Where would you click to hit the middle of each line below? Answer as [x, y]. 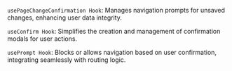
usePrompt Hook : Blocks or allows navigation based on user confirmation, [112, 52]
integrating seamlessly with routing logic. [67, 60]
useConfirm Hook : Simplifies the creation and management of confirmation [114, 31]
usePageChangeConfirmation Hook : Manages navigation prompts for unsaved [116, 10]
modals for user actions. [42, 39]
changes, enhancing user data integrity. [65, 18]
